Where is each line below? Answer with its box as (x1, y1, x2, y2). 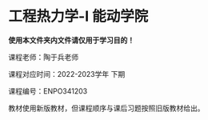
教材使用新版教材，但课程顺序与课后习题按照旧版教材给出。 (8, 103, 205, 113)
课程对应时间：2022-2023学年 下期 (8, 69, 126, 78)
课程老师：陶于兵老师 (8, 52, 78, 62)
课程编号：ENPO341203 (8, 86, 88, 96)
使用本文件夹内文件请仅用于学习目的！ (8, 35, 134, 45)
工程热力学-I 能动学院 (8, 7, 149, 26)
